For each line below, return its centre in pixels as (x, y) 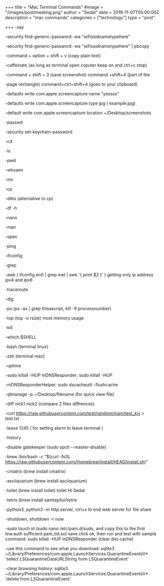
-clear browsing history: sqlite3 (37, 568)
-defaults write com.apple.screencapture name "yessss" (62, 94)
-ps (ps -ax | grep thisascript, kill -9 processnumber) (58, 308)
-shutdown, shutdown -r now (35, 519)
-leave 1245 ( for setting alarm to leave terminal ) (54, 428)
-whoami (14, 170)
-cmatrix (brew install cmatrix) (35, 471)
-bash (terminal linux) (27, 347)
